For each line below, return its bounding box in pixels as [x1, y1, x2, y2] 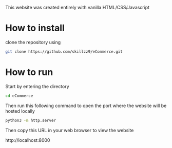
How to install [5, 23, 65, 34]
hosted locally [5, 108, 35, 114]
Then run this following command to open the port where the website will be [5, 102, 167, 109]
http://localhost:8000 [5, 137, 50, 143]
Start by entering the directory [5, 83, 69, 89]
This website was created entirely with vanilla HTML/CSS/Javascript [5, 5, 150, 10]
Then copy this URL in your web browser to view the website [5, 127, 134, 133]
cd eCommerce [5, 93, 33, 98]
